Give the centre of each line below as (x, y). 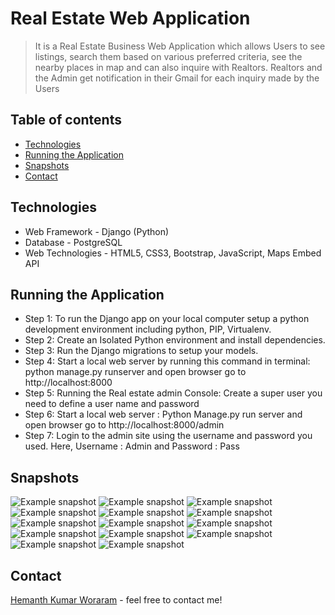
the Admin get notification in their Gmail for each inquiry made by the (177, 78)
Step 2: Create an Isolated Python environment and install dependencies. (175, 340)
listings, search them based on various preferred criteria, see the (168, 56)
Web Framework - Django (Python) (97, 231)
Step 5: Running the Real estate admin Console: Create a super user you (173, 393)
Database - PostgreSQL (73, 242)
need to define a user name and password (112, 404)
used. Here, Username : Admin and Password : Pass (132, 446)
